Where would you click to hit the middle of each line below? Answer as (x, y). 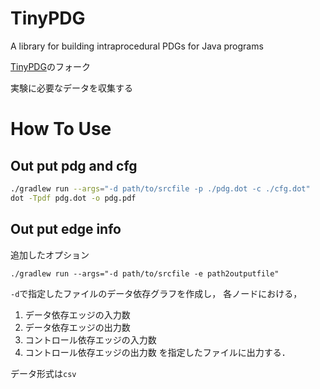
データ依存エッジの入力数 (77, 314)
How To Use (61, 129)
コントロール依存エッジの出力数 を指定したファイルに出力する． (157, 352)
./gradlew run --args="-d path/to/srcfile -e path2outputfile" (145, 273)
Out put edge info (66, 229)
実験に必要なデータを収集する (71, 88)
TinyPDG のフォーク (50, 66)
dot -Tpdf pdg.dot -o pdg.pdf (73, 198)
